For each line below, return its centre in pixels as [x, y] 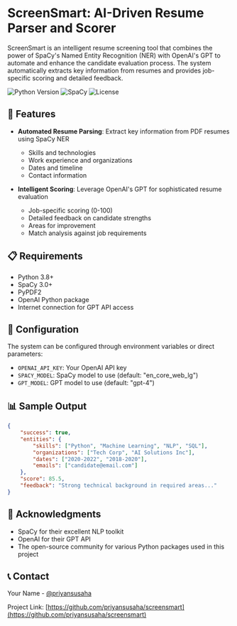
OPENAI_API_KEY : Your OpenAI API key [72, 368]
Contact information [57, 175]
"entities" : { [41, 439]
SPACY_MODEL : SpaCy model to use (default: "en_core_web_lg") [108, 375]
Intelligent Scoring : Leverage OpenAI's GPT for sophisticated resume [120, 189]
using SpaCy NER [43, 139]
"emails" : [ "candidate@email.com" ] [86, 466]
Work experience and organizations [80, 160]
